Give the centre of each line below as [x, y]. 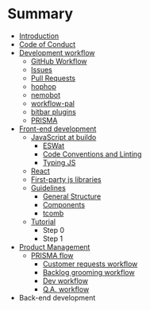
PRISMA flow [52, 255]
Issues [41, 69]
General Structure [72, 196]
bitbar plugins [53, 111]
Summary [40, 14]
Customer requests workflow [90, 264]
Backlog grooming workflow [89, 272]
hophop [44, 86]
